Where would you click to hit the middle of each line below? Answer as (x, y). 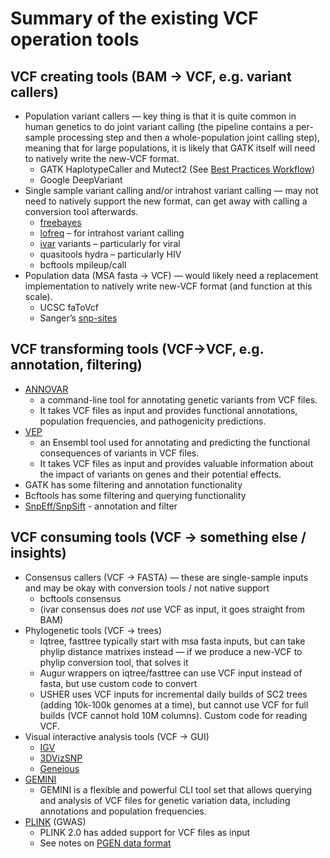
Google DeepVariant (81, 180)
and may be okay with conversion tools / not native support (147, 588)
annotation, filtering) (76, 365)
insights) (38, 553)
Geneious (59, 768)
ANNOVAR (46, 389)
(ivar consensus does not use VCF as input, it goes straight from (172, 609)
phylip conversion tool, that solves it (114, 662)
